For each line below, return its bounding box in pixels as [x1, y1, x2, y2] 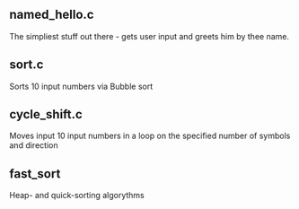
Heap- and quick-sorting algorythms [9, 190, 145, 201]
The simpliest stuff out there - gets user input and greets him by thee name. [9, 30, 290, 41]
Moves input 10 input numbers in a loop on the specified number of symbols [9, 130, 291, 142]
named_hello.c [9, 7, 94, 22]
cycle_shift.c [9, 107, 83, 122]
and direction [9, 140, 58, 151]
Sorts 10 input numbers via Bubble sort [9, 81, 154, 91]
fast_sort [9, 166, 61, 181]
